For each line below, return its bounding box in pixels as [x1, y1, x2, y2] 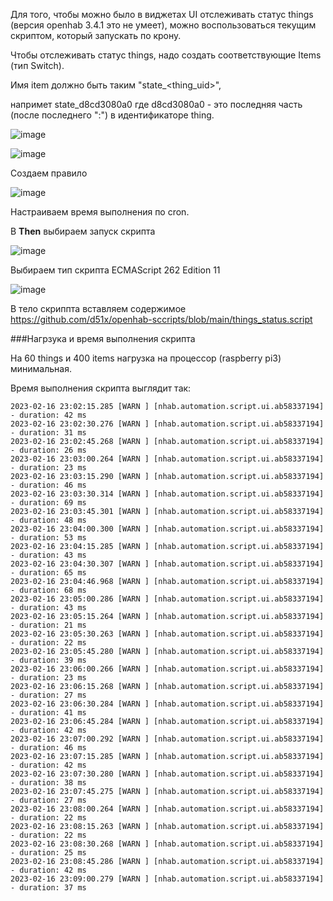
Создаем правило [10, 167, 88, 179]
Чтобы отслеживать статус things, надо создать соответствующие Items [10, 49, 322, 61]
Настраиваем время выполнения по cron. [10, 206, 190, 218]
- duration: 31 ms [10, 428, 87, 438]
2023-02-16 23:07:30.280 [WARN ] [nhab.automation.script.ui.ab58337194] [10, 769, 325, 779]
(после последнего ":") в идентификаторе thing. [10, 109, 215, 121]
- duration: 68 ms [10, 585, 87, 595]
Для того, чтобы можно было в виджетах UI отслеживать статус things [10, 9, 314, 20]
